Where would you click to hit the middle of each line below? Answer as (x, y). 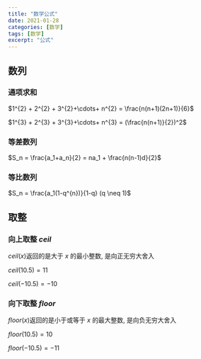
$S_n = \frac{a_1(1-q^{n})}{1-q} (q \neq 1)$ (70, 193)
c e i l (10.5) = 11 (28, 270)
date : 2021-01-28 (34, 21)
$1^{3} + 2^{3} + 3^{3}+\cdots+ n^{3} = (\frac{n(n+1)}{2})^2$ (97, 122)
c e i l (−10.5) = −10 (33, 284)
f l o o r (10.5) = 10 (30, 334)
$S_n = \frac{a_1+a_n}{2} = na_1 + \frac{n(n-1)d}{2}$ (85, 158)
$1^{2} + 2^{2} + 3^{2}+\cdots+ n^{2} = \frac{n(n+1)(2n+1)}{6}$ (101, 108)
